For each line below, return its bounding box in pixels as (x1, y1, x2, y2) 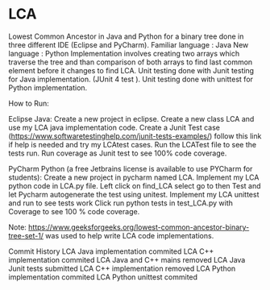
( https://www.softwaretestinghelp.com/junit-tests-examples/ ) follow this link (8, 130, 262, 141)
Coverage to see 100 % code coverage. (8, 206, 140, 216)
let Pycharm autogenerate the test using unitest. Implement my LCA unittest (8, 189, 260, 199)
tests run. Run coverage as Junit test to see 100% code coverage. (8, 148, 227, 158)
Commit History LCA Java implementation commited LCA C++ (8, 246, 214, 256)
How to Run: (8, 98, 50, 108)
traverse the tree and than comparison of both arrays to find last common (8, 57, 253, 67)
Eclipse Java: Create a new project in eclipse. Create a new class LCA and (8, 114, 255, 123)
